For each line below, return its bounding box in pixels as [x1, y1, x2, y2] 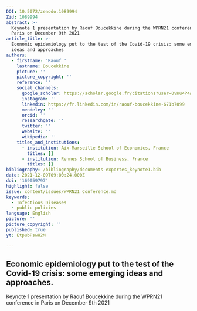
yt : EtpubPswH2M [6, 232, 46, 238]
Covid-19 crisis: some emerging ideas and [6, 268, 163, 278]
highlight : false [6, 183, 49, 189]
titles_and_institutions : [16, 139, 80, 146]
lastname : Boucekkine [16, 63, 69, 69]
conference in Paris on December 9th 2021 [6, 299, 110, 306]
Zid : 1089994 [6, 14, 38, 20]
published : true [6, 227, 46, 232]
